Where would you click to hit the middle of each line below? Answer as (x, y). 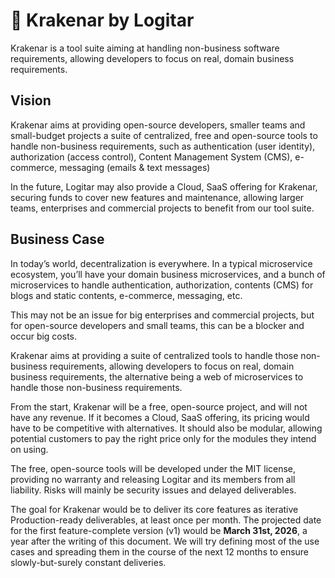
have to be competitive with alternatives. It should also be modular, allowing (166, 428)
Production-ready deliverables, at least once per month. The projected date (166, 520)
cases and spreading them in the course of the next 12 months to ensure (160, 551)
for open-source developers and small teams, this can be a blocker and (157, 325)
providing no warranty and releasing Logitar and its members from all (153, 479)
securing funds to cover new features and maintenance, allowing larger (157, 197)
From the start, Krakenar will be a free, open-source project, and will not (159, 406)
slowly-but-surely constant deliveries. (88, 562)
